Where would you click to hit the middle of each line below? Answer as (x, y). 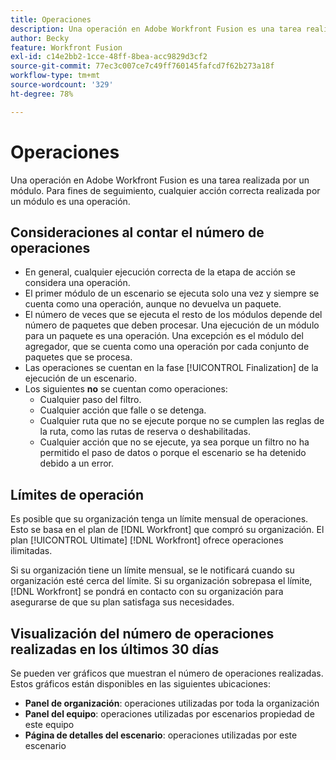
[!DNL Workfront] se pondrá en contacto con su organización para (147, 592)
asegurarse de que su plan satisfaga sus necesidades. (122, 602)
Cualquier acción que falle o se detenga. (123, 410)
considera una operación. (77, 283)
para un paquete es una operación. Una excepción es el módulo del (164, 336)
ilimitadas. (31, 551)
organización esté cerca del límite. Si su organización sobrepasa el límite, (161, 581)
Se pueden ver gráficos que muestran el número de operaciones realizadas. (167, 673)
